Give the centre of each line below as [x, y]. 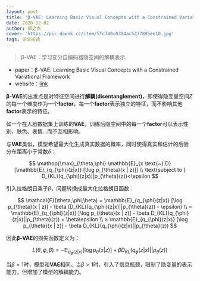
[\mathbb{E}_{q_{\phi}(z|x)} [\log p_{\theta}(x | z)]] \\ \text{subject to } [100, 170]
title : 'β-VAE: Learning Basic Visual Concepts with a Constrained [92, 17]
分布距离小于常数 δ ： [31, 152]
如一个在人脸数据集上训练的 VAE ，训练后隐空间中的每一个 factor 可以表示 [95, 124]
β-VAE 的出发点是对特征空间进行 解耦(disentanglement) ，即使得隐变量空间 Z [99, 96]
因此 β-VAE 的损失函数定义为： [43, 238]
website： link [31, 84]
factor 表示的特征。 [29, 111]
